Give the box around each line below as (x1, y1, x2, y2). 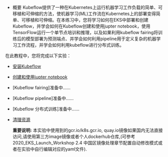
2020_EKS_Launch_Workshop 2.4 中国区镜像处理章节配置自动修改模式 (12, 140, 158, 145)
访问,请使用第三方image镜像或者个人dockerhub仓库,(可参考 (12, 133, 135, 139)
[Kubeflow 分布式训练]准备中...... (12, 106, 80, 112)
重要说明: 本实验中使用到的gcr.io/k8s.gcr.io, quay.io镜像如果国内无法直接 (12, 127, 163, 133)
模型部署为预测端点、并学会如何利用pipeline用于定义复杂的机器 (26, 36, 156, 42)
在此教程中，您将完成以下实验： (5, 53, 71, 59)
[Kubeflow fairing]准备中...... (12, 85, 71, 90)
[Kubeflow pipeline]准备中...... (12, 95, 74, 101)
